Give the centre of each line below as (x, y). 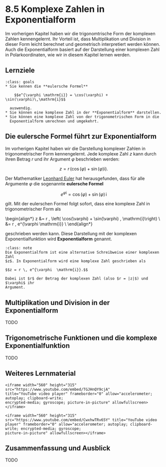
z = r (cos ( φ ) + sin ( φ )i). (84, 168)
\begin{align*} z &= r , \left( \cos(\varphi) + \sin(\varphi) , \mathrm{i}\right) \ (83, 219)
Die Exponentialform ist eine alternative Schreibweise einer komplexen (82, 253)
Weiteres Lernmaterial (40, 374)
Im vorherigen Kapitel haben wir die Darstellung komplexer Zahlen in (75, 149)
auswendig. (21, 108)
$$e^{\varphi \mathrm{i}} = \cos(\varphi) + (61, 95)
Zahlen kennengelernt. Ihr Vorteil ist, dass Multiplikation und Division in (78, 39)
